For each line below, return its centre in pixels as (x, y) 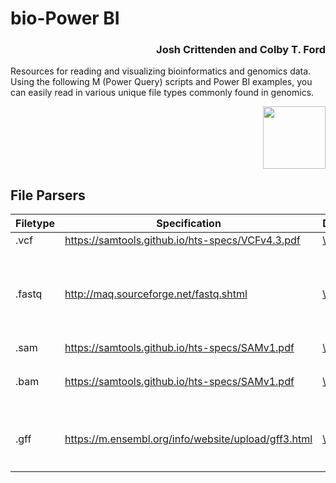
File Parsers (48, 195)
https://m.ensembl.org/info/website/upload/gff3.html (188, 439)
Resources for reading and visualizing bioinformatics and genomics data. (161, 71)
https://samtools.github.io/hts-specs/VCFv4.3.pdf (182, 240)
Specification (189, 224)
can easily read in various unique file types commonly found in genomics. (162, 93)
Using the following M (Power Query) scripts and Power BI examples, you (161, 82)
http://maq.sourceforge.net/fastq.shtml (156, 294)
